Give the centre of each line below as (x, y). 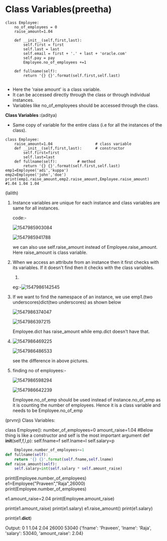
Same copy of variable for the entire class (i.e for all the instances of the (87, 125)
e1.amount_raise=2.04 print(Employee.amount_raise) (60, 499)
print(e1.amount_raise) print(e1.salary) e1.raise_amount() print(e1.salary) (79, 509)
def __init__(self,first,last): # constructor (69, 148)
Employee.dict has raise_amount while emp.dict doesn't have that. (81, 331)
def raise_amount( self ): (31, 464)
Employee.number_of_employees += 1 (49, 450)
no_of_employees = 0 (36, 27)
